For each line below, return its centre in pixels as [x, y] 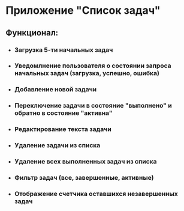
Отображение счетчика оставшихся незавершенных [96, 194]
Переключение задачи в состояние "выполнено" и [93, 106]
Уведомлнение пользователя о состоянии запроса [93, 66]
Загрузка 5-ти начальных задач [64, 50]
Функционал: [32, 33]
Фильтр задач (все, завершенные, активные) [84, 177]
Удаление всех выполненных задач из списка [85, 162]
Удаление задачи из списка [57, 145]
